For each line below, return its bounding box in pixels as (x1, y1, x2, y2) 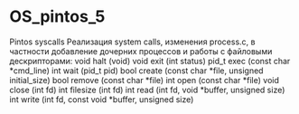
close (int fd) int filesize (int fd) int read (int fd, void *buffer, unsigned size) (9, 84, 285, 95)
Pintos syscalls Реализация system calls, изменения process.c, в (9, 36, 256, 47)
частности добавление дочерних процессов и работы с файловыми (9, 45, 273, 56)
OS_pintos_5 (9, 6, 106, 27)
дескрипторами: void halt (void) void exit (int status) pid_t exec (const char (9, 55, 291, 66)
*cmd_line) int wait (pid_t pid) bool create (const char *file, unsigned (9, 65, 264, 76)
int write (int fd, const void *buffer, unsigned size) (9, 93, 194, 105)
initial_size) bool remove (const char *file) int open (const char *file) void (9, 74, 280, 85)
